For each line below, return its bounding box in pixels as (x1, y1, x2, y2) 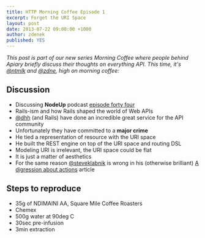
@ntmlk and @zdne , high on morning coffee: (6, 67, 119, 74)
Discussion (6, 85, 50, 95)
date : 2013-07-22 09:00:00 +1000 (6, 26, 92, 32)
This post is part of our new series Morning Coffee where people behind (6, 54, 188, 61)
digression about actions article (15, 165, 95, 173)
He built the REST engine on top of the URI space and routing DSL (15, 140, 182, 147)
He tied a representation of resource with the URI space (15, 133, 156, 140)
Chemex (15, 206, 37, 214)
